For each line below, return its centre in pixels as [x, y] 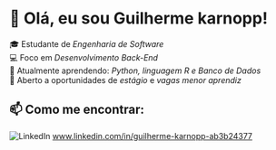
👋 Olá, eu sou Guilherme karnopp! [138, 19]
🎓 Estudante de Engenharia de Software [87, 43]
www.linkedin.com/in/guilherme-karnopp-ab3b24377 [152, 136]
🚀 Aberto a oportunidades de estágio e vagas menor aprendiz [126, 80]
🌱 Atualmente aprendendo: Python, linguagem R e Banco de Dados [135, 70]
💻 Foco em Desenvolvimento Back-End [84, 57]
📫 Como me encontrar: [77, 110]
